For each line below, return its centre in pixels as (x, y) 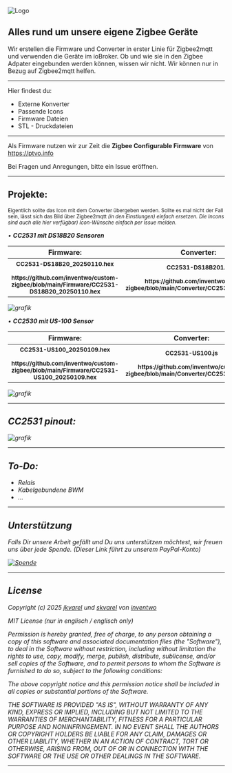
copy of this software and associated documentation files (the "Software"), (115, 641)
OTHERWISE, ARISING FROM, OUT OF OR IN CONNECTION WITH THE (108, 748)
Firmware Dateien (43, 118)
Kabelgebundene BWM (51, 490)
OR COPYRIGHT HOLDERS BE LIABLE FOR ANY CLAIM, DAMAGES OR (107, 734)
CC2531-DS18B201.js (198, 267)
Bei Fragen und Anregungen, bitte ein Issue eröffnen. (83, 166)
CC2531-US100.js (191, 353)
